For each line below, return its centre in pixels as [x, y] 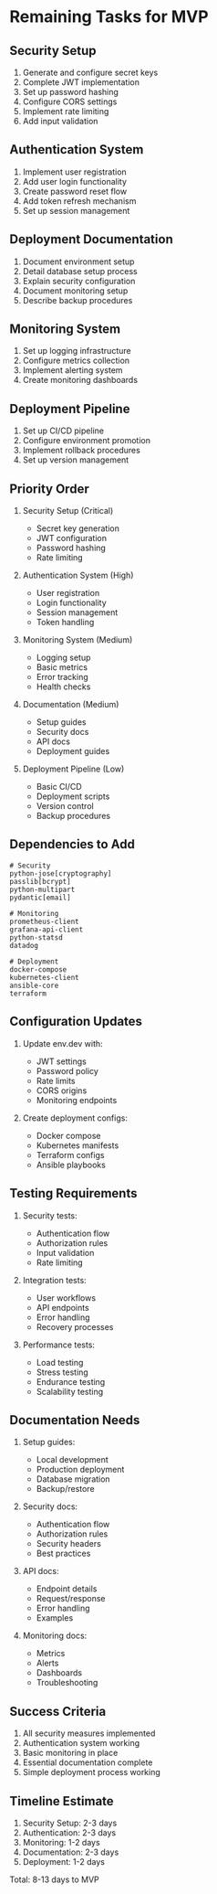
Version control [65, 806]
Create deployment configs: [75, 1118]
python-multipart [42, 889]
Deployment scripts [73, 796]
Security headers [69, 1544]
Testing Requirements [73, 1193]
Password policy [67, 1070]
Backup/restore [65, 1489]
